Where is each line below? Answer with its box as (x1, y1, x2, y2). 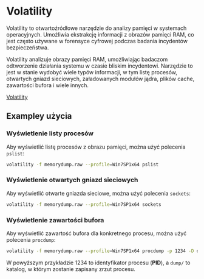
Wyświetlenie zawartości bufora (6, 216, 104, 224)
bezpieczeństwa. (6, 44, 49, 51)
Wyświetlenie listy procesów (6, 129, 94, 138)
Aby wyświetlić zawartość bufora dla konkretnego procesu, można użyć (6, 230, 187, 237)
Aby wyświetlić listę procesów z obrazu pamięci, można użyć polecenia (6, 143, 186, 150)
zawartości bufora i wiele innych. (6, 81, 89, 89)
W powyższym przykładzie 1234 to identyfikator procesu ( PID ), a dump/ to (6, 259, 191, 266)
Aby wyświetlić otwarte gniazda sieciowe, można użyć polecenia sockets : (6, 189, 191, 197)
